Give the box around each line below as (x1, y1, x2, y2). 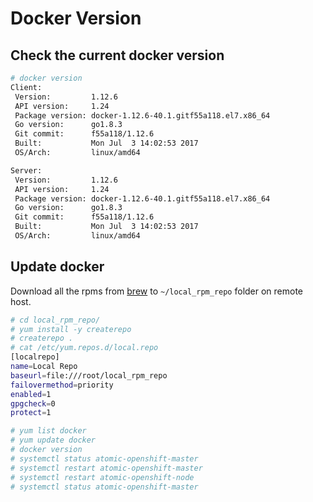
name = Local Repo (10, 362, 78, 372)
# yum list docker (10, 426, 87, 436)
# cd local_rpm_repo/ (10, 315, 101, 325)
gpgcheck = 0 (10, 398, 56, 409)
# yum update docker (10, 435, 97, 446)
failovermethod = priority (10, 380, 114, 390)
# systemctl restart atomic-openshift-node (10, 472, 195, 482)
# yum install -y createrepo (10, 324, 132, 334)
